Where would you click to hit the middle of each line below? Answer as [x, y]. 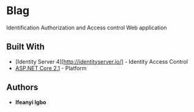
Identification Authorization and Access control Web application [87, 28]
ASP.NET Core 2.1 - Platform [51, 68]
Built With [25, 47]
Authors [22, 87]
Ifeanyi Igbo [31, 102]
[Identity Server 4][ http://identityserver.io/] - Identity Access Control [102, 61]
